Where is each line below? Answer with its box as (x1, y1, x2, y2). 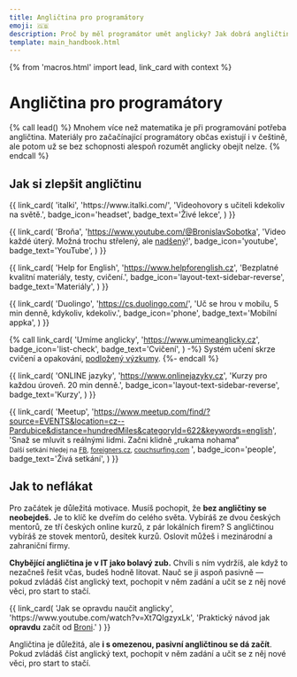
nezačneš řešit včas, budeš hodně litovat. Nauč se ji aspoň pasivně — (9, 566, 263, 577)
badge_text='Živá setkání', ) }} (9, 454, 119, 463)
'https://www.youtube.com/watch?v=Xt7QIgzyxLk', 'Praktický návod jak (9, 612, 270, 623)
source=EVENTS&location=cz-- (9, 416, 126, 426)
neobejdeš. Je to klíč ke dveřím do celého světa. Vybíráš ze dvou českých (9, 511, 281, 523)
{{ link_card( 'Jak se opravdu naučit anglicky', (9, 603, 174, 613)
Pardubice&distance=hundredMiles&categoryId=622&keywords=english (9, 425, 273, 435)
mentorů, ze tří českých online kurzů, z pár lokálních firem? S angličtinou (9, 521, 274, 532)
